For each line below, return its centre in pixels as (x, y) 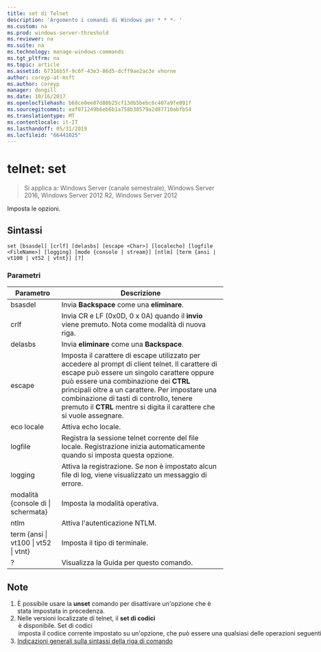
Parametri (24, 275)
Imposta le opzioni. (34, 209)
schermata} (29, 512)
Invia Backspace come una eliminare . (122, 305)
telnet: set (37, 169)
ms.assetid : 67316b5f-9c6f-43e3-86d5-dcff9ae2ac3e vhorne (92, 71)
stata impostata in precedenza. (61, 611)
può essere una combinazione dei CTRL (126, 381)
